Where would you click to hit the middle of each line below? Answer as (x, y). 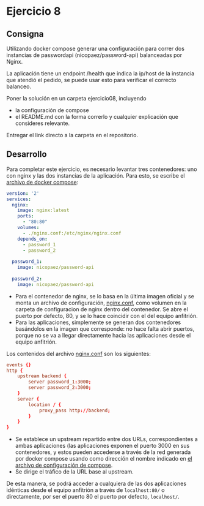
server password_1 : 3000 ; (60, 382)
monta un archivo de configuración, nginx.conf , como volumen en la (101, 303)
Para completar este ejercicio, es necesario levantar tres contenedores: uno (102, 169)
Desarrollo (27, 154)
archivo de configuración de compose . (64, 465)
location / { (45, 405)
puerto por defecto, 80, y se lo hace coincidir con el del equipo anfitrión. (106, 315)
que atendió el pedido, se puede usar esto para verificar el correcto (91, 80)
